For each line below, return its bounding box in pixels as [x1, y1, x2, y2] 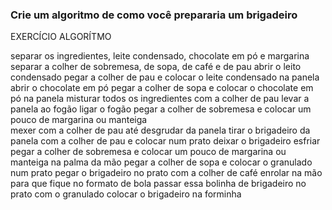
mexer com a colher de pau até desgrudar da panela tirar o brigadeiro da [10, 124, 311, 137]
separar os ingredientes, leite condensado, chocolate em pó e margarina [10, 50, 310, 62]
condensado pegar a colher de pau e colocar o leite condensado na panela [10, 71, 320, 83]
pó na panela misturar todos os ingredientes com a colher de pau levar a [10, 93, 310, 105]
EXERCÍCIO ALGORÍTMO [10, 31, 112, 43]
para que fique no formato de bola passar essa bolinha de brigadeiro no [10, 178, 307, 190]
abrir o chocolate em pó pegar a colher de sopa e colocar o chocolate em [10, 82, 314, 94]
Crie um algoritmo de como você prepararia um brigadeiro [10, 8, 298, 22]
